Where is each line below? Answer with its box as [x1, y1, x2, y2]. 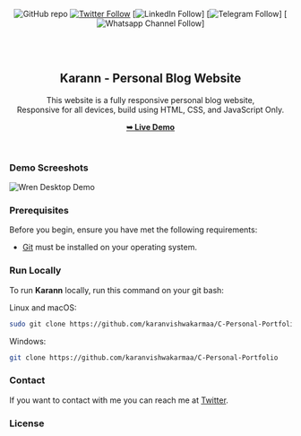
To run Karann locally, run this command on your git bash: [9, 284, 224, 295]
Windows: [9, 336, 47, 346]
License [9, 417, 45, 430]
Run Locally [9, 265, 62, 277]
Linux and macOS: [9, 301, 77, 313]
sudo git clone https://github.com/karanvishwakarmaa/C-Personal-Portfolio [9, 319, 298, 328]
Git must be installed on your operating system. [21, 242, 197, 253]
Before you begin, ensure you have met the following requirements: [9, 224, 258, 235]
